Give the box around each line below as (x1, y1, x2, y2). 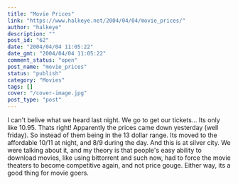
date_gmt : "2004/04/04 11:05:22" (7, 50, 107, 58)
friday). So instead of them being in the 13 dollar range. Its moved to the (7, 131, 218, 139)
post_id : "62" (7, 37, 50, 44)
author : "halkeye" (7, 23, 62, 31)
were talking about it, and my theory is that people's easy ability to (7, 146, 202, 154)
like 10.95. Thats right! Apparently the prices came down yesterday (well (7, 124, 219, 131)
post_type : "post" (7, 97, 62, 104)
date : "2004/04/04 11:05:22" (7, 43, 94, 50)
